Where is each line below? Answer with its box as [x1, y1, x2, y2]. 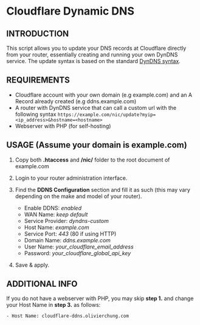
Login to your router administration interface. [15, 174, 128, 182]
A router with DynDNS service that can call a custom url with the [15, 104, 177, 111]
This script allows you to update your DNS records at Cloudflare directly [6, 44, 187, 52]
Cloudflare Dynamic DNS [6, 4, 135, 18]
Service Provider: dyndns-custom [24, 217, 109, 224]
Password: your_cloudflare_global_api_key [24, 249, 131, 256]
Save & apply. [15, 261, 50, 269]
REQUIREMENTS [6, 75, 70, 86]
